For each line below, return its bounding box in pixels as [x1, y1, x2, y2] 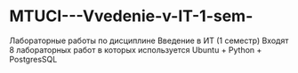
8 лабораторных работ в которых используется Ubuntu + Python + [9, 44, 262, 55]
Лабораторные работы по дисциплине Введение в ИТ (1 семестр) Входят [9, 35, 289, 46]
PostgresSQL [9, 54, 58, 64]
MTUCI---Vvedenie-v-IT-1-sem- [9, 6, 254, 26]
